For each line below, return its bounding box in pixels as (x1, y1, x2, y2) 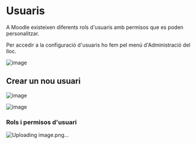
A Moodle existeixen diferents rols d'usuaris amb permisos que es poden (6, 24, 184, 31)
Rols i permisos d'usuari (6, 118, 77, 126)
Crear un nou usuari (6, 76, 81, 86)
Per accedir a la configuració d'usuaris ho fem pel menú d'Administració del (6, 41, 191, 48)
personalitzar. (6, 30, 40, 37)
